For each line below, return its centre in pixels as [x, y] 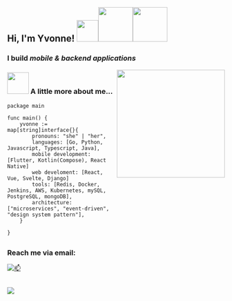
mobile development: [61, 154]
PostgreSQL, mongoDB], [40, 196]
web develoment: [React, [68, 172]
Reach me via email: [41, 253]
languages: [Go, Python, [68, 142]
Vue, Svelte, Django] [38, 178]
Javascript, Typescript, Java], [54, 148]
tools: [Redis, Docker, [66, 184]
